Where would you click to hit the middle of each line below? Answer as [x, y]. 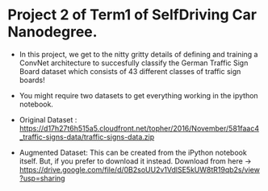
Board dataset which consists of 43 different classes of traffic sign [130, 71]
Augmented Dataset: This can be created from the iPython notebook [133, 152]
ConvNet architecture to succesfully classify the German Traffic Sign [134, 63]
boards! [32, 80]
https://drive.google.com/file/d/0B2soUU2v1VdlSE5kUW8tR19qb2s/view [139, 169]
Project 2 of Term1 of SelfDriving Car [132, 15]
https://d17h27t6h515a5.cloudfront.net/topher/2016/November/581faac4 [139, 128]
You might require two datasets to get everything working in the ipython [139, 95]
